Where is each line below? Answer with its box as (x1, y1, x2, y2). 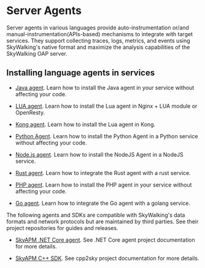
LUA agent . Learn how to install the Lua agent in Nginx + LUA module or (15, 102, 198, 110)
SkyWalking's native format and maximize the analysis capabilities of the (6, 43, 190, 51)
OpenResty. (15, 108, 45, 116)
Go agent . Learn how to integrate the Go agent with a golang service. (15, 199, 191, 207)
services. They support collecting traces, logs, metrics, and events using (6, 37, 190, 44)
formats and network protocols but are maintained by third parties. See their (6, 218, 199, 225)
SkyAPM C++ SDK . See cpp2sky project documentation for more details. (15, 255, 199, 262)
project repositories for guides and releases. (6, 224, 118, 231)
